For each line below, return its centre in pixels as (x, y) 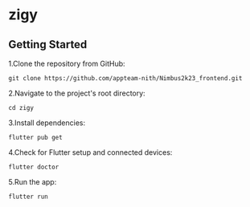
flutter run (28, 197)
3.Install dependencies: (47, 123)
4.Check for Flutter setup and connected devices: (90, 152)
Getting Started (48, 45)
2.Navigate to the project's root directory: (77, 93)
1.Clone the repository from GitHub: (67, 63)
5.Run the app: (33, 182)
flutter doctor (34, 167)
